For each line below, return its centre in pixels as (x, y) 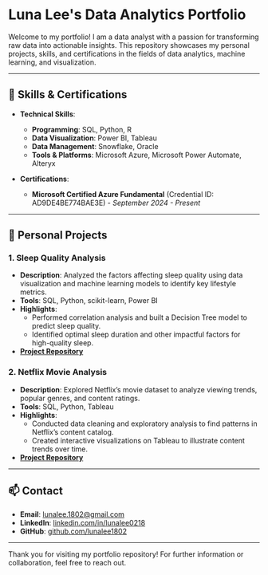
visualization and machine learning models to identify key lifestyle (128, 284)
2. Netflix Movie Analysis (58, 372)
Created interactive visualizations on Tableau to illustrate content (138, 440)
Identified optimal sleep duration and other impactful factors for (136, 335)
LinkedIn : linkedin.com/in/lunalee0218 (83, 522)
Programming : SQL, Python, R (82, 129)
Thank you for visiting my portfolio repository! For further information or (126, 554)
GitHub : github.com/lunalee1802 (73, 531)
